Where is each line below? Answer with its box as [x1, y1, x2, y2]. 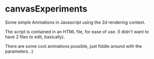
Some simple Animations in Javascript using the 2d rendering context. [5, 19, 146, 25]
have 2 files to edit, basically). [5, 34, 65, 40]
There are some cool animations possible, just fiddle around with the [5, 43, 142, 49]
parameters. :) [5, 48, 34, 54]
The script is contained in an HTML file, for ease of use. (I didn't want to [5, 29, 149, 34]
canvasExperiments [5, 3, 87, 15]
